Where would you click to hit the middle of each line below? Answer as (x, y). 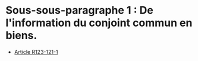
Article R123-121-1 (36, 52)
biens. (21, 36)
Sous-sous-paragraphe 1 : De (80, 10)
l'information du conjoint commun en (99, 23)
